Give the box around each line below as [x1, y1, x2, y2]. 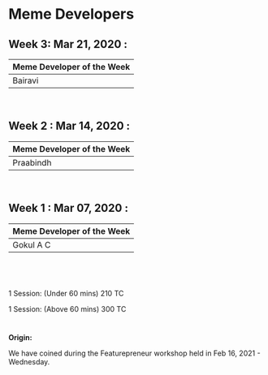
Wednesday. [8, 357, 50, 366]
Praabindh [12, 157, 52, 168]
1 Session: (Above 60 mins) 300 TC [8, 304, 127, 313]
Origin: [8, 333, 32, 342]
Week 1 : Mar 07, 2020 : [8, 201, 128, 215]
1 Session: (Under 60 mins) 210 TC [8, 288, 124, 298]
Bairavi [12, 75, 39, 86]
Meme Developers [8, 5, 135, 24]
